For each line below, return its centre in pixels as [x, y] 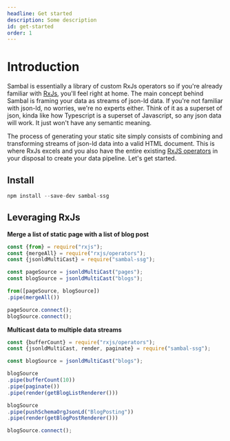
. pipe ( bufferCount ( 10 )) [41, 380]
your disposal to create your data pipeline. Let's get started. [92, 158]
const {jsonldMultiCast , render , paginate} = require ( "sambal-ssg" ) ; [109, 349]
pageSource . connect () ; [40, 310]
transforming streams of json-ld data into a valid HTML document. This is [111, 144]
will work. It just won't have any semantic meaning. [80, 123]
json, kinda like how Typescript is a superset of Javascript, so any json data [114, 115]
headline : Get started [40, 13]
